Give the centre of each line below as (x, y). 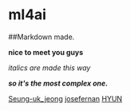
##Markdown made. (41, 37)
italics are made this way (49, 67)
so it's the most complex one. (58, 83)
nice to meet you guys (46, 52)
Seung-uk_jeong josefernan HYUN (65, 98)
